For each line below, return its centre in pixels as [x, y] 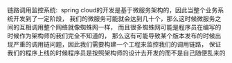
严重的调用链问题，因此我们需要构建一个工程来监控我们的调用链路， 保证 [117, 44]
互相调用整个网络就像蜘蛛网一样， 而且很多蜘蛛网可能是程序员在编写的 [120, 27]
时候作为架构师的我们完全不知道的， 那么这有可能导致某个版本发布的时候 [111, 36]
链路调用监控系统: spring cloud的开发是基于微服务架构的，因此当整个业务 [113, 10]
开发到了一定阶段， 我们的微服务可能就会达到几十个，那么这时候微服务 [114, 18]
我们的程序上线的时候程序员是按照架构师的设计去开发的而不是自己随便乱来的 [116, 53]
